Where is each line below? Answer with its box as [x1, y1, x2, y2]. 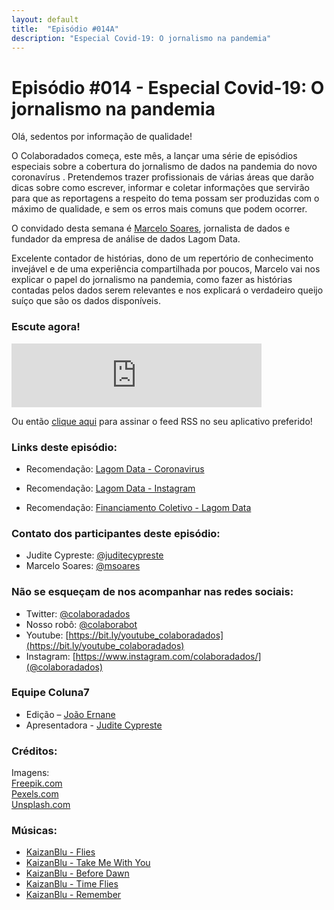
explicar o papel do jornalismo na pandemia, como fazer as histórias [11, 274, 293, 286]
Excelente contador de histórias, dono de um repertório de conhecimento [11, 252, 314, 265]
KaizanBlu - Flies [25, 846, 96, 858]
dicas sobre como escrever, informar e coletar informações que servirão [11, 182, 310, 194]
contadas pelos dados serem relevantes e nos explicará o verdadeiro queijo [11, 284, 324, 296]
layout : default [11, 14, 79, 25]
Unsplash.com [11, 799, 71, 811]
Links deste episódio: [11, 440, 118, 454]
